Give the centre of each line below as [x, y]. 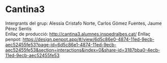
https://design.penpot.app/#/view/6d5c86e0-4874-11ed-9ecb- [89, 39]
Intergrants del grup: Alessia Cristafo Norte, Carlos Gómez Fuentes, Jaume [83, 23]
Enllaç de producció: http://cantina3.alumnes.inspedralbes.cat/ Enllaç [78, 34]
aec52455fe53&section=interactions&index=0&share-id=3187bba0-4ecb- [83, 50]
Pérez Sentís [19, 28]
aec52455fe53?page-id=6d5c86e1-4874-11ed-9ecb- [61, 44]
